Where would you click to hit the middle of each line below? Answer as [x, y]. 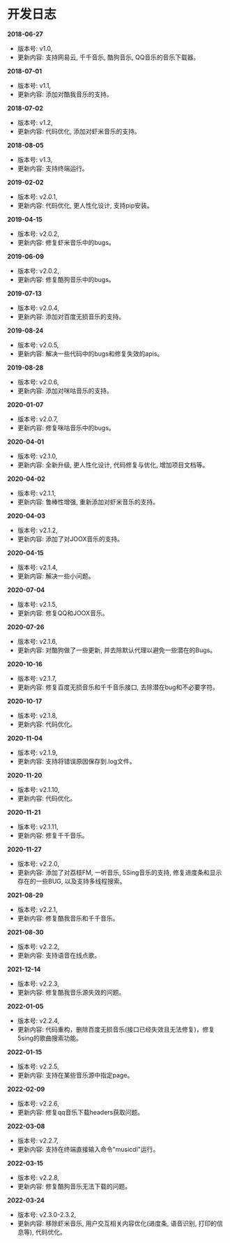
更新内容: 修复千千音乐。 [53, 835]
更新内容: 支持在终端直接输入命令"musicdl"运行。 [88, 1149]
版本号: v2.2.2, [38, 947]
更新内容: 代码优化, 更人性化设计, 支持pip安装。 [85, 205]
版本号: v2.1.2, [37, 530]
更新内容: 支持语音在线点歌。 [59, 955]
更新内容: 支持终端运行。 [53, 168]
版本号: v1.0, [35, 48]
